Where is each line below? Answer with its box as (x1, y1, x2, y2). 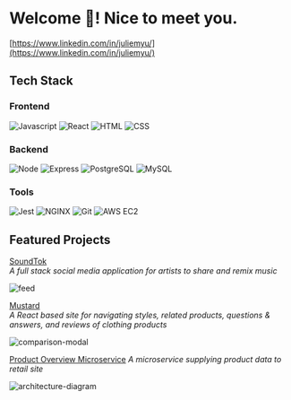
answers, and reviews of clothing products (9, 319, 167, 330)
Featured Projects (9, 232, 111, 248)
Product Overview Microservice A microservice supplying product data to (9, 354, 282, 365)
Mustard (9, 300, 40, 311)
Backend (9, 143, 49, 155)
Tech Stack (9, 74, 73, 89)
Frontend (9, 100, 50, 113)
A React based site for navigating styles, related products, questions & (9, 309, 271, 321)
